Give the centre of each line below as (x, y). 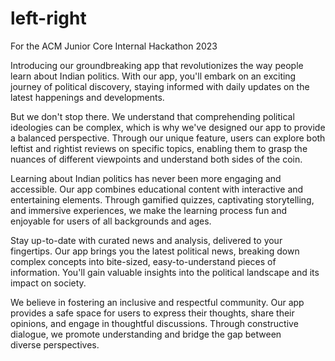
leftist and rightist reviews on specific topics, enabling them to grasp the (159, 148)
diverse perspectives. (55, 344)
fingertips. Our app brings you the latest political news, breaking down (155, 251)
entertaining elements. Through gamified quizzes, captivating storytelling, (162, 199)
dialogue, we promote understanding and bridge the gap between (146, 334)
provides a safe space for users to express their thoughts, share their (152, 313)
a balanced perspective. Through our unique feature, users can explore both (168, 138)
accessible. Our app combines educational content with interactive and (157, 189)
